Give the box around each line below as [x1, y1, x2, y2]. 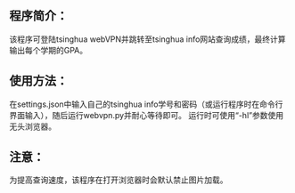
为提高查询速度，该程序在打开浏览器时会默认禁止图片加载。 [9, 174, 228, 185]
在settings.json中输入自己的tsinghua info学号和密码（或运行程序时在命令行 [9, 99, 283, 109]
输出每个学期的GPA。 [9, 44, 88, 55]
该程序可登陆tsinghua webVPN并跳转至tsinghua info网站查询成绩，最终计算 [9, 34, 287, 44]
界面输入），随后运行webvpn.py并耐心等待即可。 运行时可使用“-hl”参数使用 [9, 109, 283, 120]
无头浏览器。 [9, 121, 56, 132]
